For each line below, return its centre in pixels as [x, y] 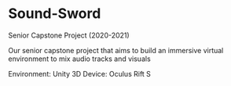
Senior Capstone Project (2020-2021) [69, 35]
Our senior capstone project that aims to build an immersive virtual [116, 50]
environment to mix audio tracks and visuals [79, 59]
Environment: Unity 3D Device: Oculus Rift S [80, 73]
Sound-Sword [55, 14]
